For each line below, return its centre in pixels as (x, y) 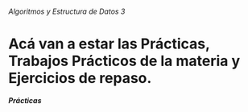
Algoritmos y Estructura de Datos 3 (67, 11)
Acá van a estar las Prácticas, (109, 44)
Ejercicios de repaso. (80, 78)
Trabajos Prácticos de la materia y (124, 61)
